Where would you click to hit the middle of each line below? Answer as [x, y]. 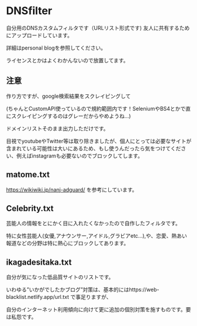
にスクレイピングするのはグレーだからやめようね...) [69, 116]
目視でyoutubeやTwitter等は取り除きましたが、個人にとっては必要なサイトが [99, 141]
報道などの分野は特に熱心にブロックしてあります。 [68, 243]
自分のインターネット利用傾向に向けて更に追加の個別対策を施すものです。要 [98, 309]
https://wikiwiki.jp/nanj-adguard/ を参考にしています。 [72, 189]
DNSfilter [29, 11]
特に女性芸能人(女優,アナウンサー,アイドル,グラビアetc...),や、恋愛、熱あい [96, 236]
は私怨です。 [21, 317]
